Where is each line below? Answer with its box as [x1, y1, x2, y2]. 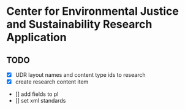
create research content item [15, 78, 89, 85]
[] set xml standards [15, 97, 66, 104]
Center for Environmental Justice [6, 4, 179, 18]
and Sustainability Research [6, 17, 153, 31]
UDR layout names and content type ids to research [15, 71, 146, 78]
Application [6, 31, 67, 44]
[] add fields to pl [15, 90, 59, 98]
